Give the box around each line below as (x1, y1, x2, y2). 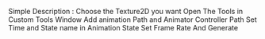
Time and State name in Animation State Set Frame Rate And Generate (8, 23, 239, 32)
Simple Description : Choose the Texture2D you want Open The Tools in (8, 7, 244, 16)
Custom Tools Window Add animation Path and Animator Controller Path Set (8, 15, 258, 24)
